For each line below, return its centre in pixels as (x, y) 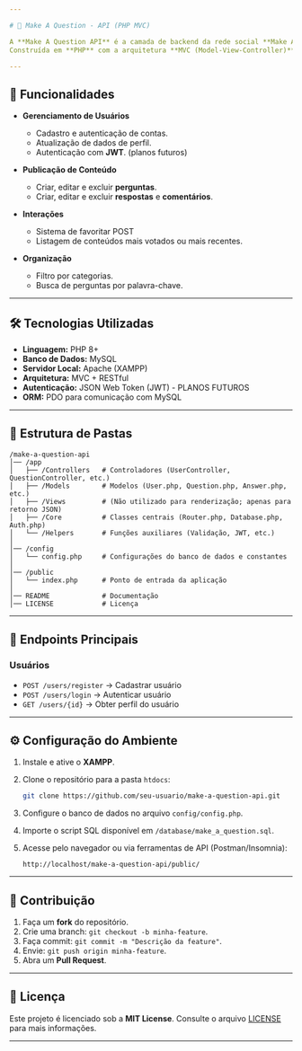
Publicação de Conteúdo (69, 170)
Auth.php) (28, 525)
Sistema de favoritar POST (85, 232)
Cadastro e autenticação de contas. (102, 133)
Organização (47, 259)
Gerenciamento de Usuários (76, 116)
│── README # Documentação (84, 596)
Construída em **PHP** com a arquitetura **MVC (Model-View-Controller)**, (154, 50)
